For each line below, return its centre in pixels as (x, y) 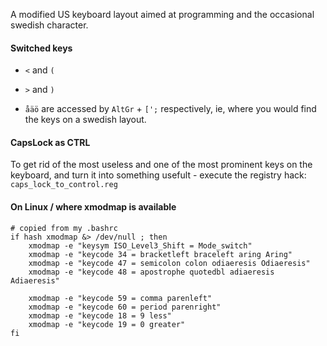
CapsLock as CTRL (50, 142)
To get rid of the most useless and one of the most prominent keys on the (161, 165)
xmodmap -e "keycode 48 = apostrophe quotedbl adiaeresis (151, 272)
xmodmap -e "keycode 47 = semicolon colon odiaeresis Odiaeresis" (169, 263)
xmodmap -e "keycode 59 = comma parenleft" (120, 298)
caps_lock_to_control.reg (64, 185)
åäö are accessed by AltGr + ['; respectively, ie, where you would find (170, 109)
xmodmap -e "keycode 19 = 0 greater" (107, 324)
